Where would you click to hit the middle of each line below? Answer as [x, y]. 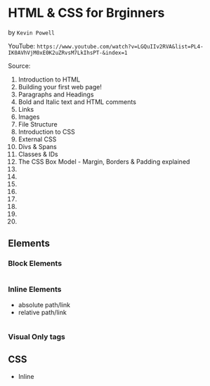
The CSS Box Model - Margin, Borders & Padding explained [104, 161]
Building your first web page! [60, 86]
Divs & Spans [37, 146]
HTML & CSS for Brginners [86, 13]
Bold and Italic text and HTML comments [77, 102]
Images [29, 117]
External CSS [37, 139]
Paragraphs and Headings [56, 94]
